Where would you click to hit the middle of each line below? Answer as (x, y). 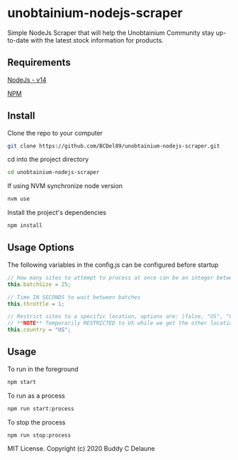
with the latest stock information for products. (97, 40)
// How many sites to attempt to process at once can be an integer (110, 278)
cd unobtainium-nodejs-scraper (53, 172)
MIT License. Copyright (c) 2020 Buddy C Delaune (81, 449)
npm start (22, 382)
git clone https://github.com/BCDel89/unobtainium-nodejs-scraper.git (114, 146)
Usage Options (41, 247)
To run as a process (36, 395)
